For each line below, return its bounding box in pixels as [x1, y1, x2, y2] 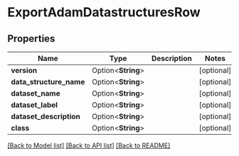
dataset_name [11, 89, 60, 98]
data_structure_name [11, 77, 85, 87]
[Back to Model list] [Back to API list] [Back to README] [7, 141, 171, 150]
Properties [7, 33, 55, 45]
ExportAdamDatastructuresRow [7, 4, 201, 21]
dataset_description [11, 111, 80, 121]
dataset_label [11, 100, 58, 110]
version [11, 65, 38, 75]
